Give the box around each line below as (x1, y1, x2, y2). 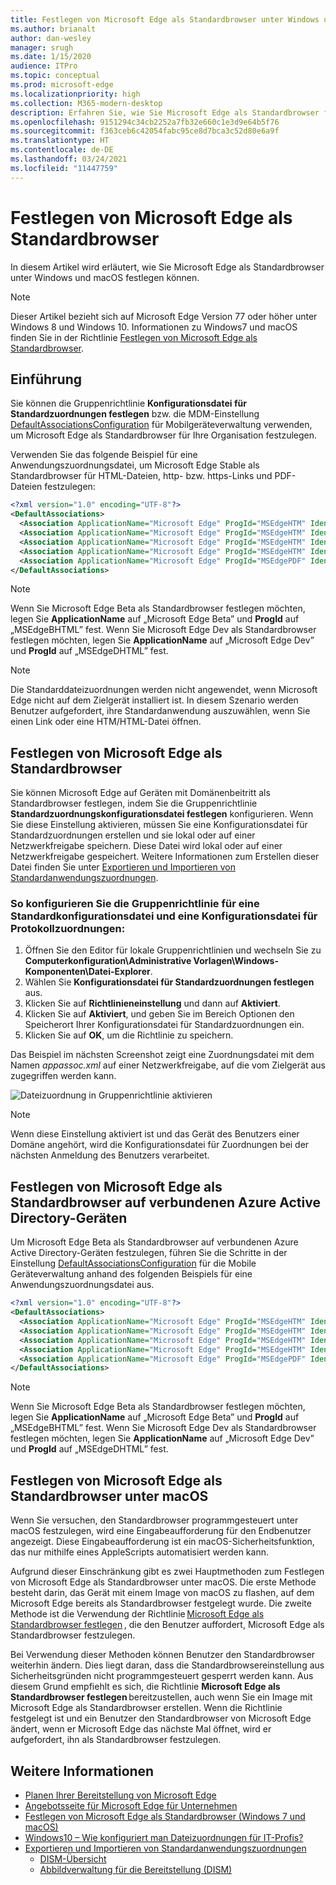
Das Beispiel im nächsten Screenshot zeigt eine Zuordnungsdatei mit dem (10, 1049, 315, 1061)
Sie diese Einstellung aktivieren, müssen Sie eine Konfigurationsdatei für (10, 819, 308, 831)
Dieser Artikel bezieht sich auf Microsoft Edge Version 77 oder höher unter (10, 310, 318, 322)
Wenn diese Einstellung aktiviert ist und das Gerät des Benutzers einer (10, 1128, 300, 1140)
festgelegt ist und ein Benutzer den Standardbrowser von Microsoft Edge (10, 1712, 312, 1725)
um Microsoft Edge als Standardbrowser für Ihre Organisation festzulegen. (10, 429, 318, 441)
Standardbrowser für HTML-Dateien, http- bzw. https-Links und (10, 470, 273, 482)
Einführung (10, 371, 82, 388)
